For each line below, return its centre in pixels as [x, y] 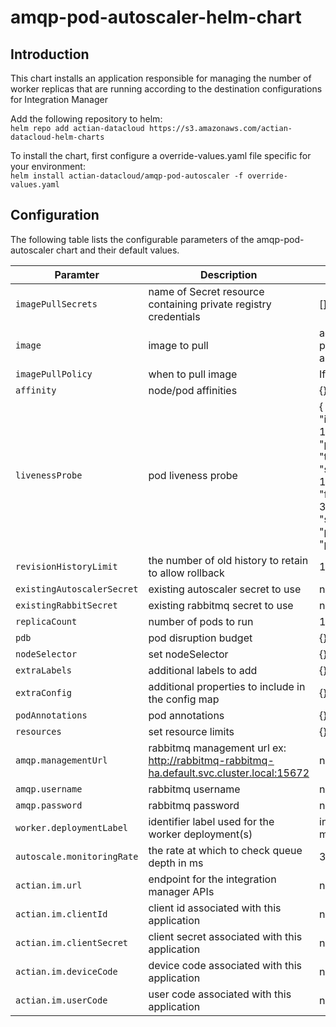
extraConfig [44, 692]
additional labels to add [203, 670]
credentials [174, 316]
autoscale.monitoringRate [77, 856]
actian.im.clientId [61, 914]
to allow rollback [186, 573]
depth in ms [176, 863]
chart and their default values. [118, 250]
